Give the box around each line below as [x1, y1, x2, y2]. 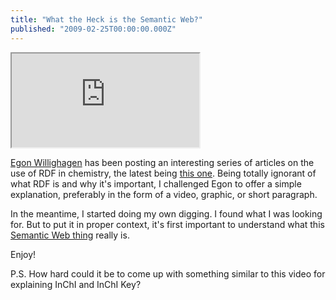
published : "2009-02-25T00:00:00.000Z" [10, 24, 177, 34]
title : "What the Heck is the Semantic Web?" [10, 14, 203, 25]
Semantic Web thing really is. [10, 229, 130, 241]
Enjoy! [10, 248, 37, 260]
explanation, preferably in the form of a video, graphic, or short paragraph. [10, 188, 318, 200]
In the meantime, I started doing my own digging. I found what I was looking [10, 207, 323, 220]
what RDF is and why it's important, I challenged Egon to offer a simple [10, 177, 302, 190]
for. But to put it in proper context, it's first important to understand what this [10, 218, 325, 230]
